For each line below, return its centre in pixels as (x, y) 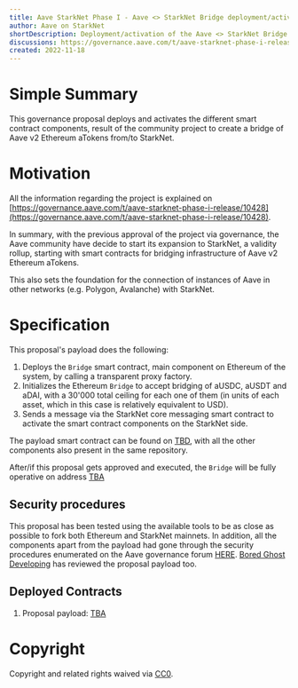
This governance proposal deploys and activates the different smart (133, 119)
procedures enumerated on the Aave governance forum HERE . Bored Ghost (147, 554)
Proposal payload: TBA (64, 613)
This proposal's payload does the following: (89, 349)
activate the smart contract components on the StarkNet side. (135, 423)
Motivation (50, 174)
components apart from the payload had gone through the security (132, 545)
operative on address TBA (57, 477)
